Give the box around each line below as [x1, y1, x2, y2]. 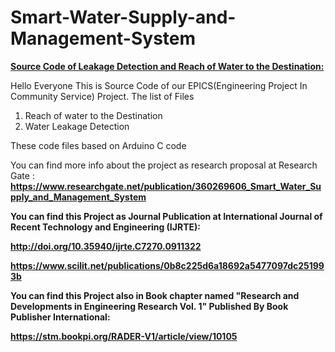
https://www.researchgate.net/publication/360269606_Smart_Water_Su [10, 180, 322, 192]
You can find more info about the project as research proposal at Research [10, 159, 318, 171]
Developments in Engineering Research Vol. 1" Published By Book [10, 300, 289, 312]
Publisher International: [10, 311, 111, 323]
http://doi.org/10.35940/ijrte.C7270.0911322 [10, 240, 202, 252]
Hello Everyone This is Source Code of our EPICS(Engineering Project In [10, 79, 308, 91]
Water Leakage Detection [24, 120, 130, 132]
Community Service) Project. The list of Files [10, 90, 195, 102]
